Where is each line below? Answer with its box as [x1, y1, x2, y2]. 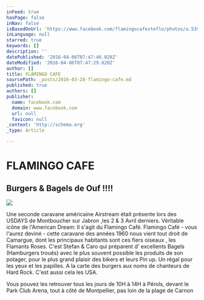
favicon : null [12, 116, 47, 122]
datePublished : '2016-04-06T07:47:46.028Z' [6, 54, 118, 60]
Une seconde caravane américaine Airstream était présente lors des [6, 211, 177, 217]
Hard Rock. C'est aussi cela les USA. [6, 268, 98, 276]
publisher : [6, 94, 34, 100]
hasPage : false [6, 15, 45, 21]
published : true [6, 83, 47, 89]
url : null [12, 111, 36, 117]
